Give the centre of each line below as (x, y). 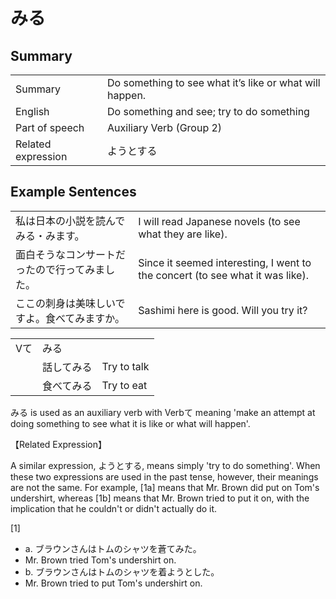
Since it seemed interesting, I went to (225, 262)
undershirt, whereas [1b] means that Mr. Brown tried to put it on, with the (160, 498)
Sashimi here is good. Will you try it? (223, 310)
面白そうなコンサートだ (71, 254)
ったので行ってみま (60, 269)
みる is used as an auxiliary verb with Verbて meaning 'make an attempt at (163, 412)
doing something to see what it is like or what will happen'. (130, 423)
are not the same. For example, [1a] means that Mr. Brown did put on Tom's (165, 487)
